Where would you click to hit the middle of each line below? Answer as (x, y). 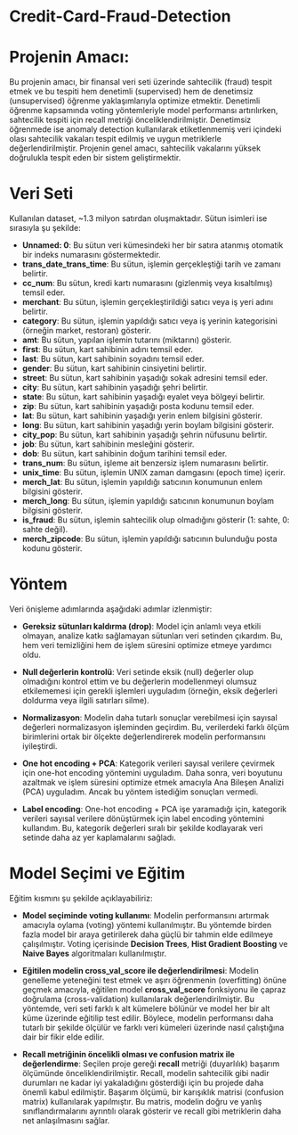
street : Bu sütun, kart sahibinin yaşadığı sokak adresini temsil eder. (145, 378)
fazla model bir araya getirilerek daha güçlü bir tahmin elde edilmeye (148, 934)
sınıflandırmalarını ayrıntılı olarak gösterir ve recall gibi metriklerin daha (152, 1111)
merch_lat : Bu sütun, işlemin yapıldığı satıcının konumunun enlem (142, 482)
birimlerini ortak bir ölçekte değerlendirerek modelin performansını (144, 736)
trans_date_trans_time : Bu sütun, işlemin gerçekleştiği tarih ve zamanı (152, 264)
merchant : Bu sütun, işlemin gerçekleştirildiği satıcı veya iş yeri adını (148, 302)
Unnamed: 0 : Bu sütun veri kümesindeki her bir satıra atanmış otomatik (153, 245)
